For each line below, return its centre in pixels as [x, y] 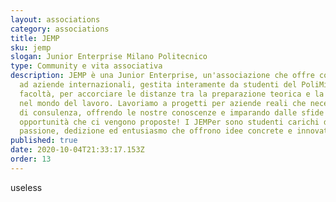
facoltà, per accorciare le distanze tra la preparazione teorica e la [172, 94]
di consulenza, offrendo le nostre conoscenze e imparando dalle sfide [172, 112]
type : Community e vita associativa [86, 66]
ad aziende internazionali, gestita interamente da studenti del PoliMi [174, 85]
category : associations [60, 29]
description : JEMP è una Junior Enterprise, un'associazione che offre [162, 76]
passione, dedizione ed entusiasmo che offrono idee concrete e [156, 131]
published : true [44, 141]
